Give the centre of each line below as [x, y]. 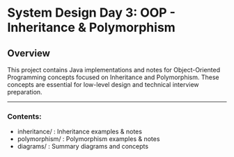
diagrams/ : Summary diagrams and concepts [83, 147]
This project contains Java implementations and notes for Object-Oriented [114, 70]
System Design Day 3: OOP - [92, 13]
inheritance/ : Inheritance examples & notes [80, 132]
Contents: [24, 116]
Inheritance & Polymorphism [91, 27]
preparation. [25, 92]
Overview [29, 53]
